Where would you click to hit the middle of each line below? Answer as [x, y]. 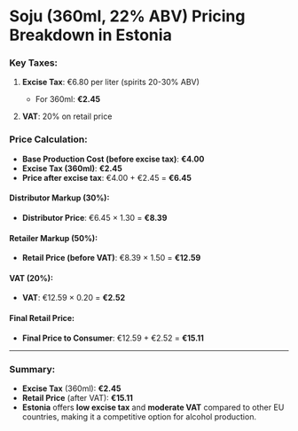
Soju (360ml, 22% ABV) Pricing [127, 16]
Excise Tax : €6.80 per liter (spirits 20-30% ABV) [110, 82]
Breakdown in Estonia [91, 35]
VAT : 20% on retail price [67, 116]
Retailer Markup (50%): [54, 238]
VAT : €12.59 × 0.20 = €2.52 [74, 298]
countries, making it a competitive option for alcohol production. [139, 416]
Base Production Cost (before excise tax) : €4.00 [113, 159]
